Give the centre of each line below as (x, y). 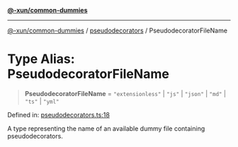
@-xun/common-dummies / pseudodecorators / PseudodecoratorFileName (118, 30)
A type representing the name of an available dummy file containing (106, 128)
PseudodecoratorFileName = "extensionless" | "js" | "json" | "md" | (125, 93)
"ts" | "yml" (42, 101)
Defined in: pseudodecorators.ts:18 (58, 114)
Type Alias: (41, 59)
